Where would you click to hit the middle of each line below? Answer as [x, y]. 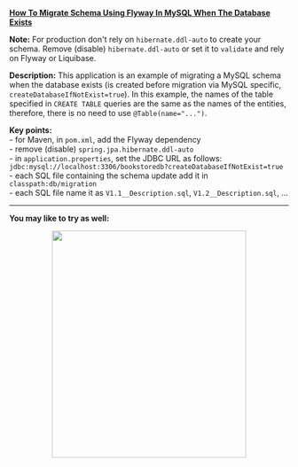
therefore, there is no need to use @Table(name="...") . [108, 113]
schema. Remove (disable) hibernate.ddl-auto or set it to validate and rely [147, 49]
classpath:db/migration [53, 184]
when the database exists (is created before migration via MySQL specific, [145, 85]
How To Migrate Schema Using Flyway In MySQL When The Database [140, 13]
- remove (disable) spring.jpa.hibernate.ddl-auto [102, 149]
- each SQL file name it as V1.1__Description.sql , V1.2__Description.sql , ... [149, 193]
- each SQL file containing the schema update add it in [109, 175]
